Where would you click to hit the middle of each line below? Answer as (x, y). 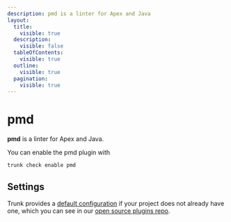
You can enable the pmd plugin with (59, 153)
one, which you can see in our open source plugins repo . (89, 211)
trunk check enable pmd (42, 165)
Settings (26, 187)
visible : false (42, 46)
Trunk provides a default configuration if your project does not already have (116, 203)
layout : (18, 20)
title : (23, 27)
